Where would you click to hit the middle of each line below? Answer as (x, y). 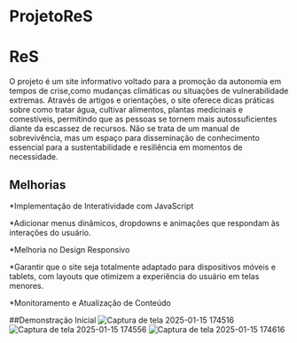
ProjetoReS (51, 16)
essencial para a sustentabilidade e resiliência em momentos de (126, 147)
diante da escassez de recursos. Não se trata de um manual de (125, 129)
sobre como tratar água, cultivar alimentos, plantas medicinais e (126, 110)
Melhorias (38, 185)
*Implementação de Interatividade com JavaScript (102, 206)
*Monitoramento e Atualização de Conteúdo (90, 302)
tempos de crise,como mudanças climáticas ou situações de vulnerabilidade (149, 91)
